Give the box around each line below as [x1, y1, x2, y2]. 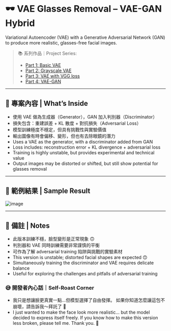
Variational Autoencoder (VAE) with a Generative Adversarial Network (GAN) [5, 34, 165, 40]
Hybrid [5, 17, 35, 29]
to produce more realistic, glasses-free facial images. [5, 39, 118, 45]
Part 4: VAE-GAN [25, 78, 61, 84]
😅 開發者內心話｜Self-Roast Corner [5, 285, 94, 292]
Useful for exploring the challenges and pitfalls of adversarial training [12, 271, 158, 277]
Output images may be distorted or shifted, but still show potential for [12, 160, 159, 167]
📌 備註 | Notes [5, 221, 50, 230]
